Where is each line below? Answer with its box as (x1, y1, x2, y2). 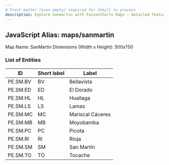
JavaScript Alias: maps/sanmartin (5, 31, 115, 39)
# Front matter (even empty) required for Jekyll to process (5, 7, 136, 13)
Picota (69, 127, 84, 134)
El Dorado (69, 86, 93, 93)
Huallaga (69, 94, 91, 101)
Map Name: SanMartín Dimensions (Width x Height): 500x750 (5, 44, 133, 50)
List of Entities (5, 56, 41, 63)
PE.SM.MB (8, 119, 33, 126)
